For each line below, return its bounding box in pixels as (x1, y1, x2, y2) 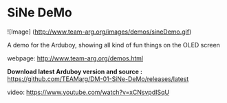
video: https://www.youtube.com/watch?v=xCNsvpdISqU (7, 88, 170, 96)
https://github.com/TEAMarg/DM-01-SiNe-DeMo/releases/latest (7, 74, 189, 83)
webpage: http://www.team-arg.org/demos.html (7, 54, 143, 62)
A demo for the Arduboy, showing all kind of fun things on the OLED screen (7, 41, 220, 49)
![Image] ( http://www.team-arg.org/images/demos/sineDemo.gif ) (7, 27, 192, 36)
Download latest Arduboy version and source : (7, 67, 143, 76)
